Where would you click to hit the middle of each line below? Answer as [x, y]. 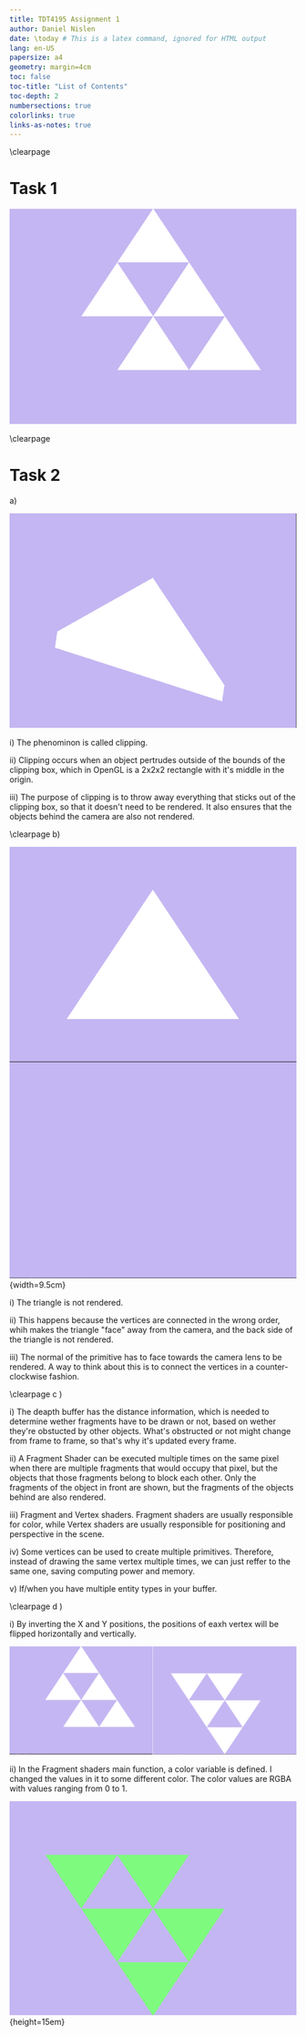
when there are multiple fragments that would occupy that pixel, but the [144, 1468]
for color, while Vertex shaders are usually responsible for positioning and [148, 1524]
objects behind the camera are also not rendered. [102, 816]
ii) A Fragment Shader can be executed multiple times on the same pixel [144, 1458]
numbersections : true [51, 106]
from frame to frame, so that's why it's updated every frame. [123, 1440]
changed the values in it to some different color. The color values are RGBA [150, 1778]
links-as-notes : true [51, 125]
